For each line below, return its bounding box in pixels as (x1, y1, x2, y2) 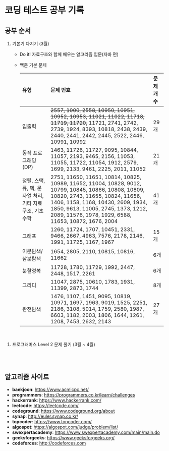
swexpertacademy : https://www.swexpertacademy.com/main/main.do (12, 429, 160, 435)
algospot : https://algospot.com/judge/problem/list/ (12, 424, 119, 430)
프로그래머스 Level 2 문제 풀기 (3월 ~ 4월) (12, 342, 95, 347)
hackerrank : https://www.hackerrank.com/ (12, 397, 102, 403)
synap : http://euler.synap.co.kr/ (12, 413, 79, 419)
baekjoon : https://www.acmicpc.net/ (12, 386, 89, 392)
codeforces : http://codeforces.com (12, 440, 86, 446)
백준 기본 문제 (19, 62, 47, 68)
